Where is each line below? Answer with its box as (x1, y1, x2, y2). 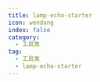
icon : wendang (8, 19, 55, 27)
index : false (8, 26, 51, 34)
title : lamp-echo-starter (8, 11, 92, 20)
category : (8, 33, 41, 41)
